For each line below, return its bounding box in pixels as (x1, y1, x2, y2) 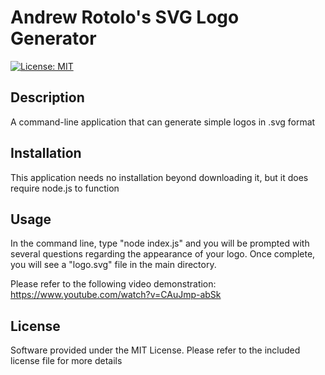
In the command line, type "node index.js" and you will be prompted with (10, 237, 310, 250)
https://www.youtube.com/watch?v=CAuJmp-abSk (10, 289, 222, 301)
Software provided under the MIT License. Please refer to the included (10, 344, 301, 356)
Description (10, 89, 85, 106)
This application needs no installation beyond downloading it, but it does (10, 171, 309, 183)
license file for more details (10, 355, 123, 367)
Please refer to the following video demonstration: (10, 278, 217, 290)
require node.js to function (10, 182, 120, 194)
